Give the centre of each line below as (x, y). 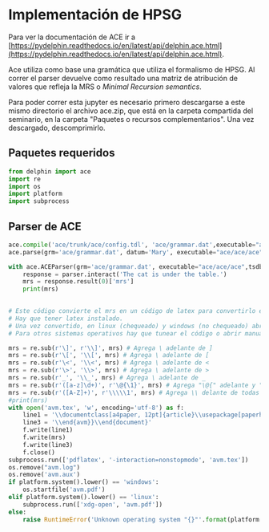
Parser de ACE (45, 226)
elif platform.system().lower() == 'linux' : (84, 497)
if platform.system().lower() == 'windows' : (84, 482)
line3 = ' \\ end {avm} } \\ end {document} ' (87, 423)
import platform (35, 194)
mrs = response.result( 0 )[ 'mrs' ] (78, 282)
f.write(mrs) (44, 438)
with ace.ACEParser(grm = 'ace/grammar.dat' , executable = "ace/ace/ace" (127, 266)
